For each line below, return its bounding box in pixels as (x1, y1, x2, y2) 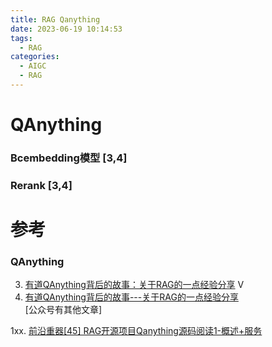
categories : (10, 52, 60, 62)
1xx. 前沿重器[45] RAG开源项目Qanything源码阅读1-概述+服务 (10, 325, 263, 337)
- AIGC (19, 61, 47, 71)
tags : (10, 33, 33, 43)
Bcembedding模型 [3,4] (10, 151, 128, 165)
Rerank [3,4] (10, 178, 73, 192)
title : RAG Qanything (10, 14, 101, 25)
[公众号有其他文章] (24, 304, 103, 316)
